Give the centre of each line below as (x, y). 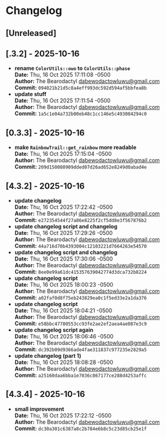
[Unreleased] (31, 33)
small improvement (39, 409)
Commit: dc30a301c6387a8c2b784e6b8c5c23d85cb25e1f (81, 428)
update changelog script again (54, 330)
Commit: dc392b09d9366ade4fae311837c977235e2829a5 (81, 349)
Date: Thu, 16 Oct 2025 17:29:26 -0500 (64, 233)
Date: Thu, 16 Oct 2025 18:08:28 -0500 (64, 362)
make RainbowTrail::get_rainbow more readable (75, 147)
